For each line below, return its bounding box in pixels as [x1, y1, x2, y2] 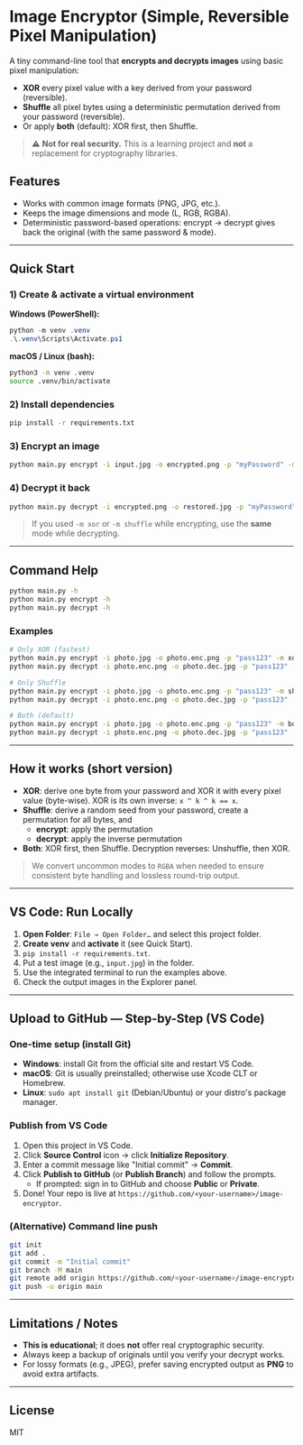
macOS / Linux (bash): [9, 351, 95, 362]
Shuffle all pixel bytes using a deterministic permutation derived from [22, 101, 281, 112]
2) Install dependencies [9, 398, 115, 410]
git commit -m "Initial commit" [9, 1256, 131, 1266]
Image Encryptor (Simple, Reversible [9, 6, 289, 27]
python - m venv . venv [9, 327, 91, 336]
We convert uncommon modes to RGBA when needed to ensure [31, 860, 264, 871]
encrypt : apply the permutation [35, 824, 153, 834]
